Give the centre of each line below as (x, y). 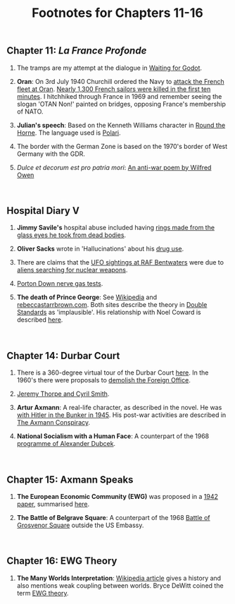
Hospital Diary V (43, 211)
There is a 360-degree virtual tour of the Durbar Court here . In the (113, 373)
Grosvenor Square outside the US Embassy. (80, 525)
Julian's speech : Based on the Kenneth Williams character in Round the (121, 125)
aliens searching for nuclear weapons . (72, 270)
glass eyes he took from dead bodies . (71, 235)
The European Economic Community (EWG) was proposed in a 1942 (118, 497)
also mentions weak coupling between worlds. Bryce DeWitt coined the (120, 585)
